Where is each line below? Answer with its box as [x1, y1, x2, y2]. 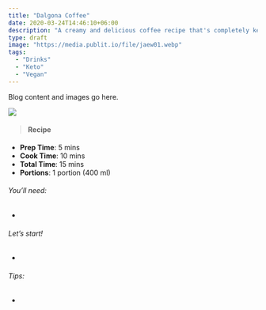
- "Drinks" [15, 56, 51, 64]
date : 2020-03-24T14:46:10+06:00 [8, 19, 119, 27]
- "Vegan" [15, 70, 47, 78]
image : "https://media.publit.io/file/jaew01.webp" [8, 41, 182, 49]
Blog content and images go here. [8, 92, 119, 101]
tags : [8, 48, 26, 56]
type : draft [8, 33, 47, 42]
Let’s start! [8, 229, 44, 238]
